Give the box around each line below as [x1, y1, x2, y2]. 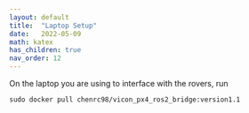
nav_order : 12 [9, 54, 62, 63]
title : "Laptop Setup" [9, 21, 98, 30]
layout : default [9, 12, 69, 22]
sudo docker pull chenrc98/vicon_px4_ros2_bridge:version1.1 [9, 95, 241, 104]
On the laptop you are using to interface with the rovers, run [9, 79, 229, 88]
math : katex [9, 37, 53, 47]
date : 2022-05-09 [9, 29, 82, 38]
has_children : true [9, 46, 82, 55]
